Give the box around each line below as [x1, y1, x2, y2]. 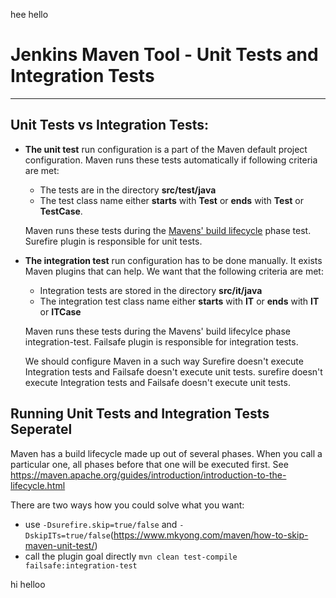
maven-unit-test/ [24, 539, 95, 551]
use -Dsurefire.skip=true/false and [24, 518, 178, 530]
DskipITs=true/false [24, 530, 111, 541]
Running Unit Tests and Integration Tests [10, 405, 270, 423]
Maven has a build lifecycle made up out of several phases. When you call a [10, 447, 323, 459]
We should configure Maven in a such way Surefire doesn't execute [24, 355, 304, 367]
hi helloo [10, 578, 46, 590]
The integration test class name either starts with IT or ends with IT [39, 295, 320, 307]
